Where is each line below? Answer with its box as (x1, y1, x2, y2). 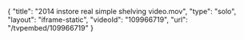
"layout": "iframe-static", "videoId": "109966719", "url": (7, 15, 189, 24)
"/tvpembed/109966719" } (7, 24, 94, 32)
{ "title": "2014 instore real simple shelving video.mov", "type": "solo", (7, 7, 237, 16)
